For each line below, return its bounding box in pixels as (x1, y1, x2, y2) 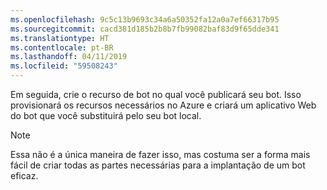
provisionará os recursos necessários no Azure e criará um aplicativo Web (10, 99, 317, 111)
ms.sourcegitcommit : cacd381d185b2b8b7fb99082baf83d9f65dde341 (10, 24, 280, 34)
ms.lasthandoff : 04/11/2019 (10, 52, 128, 62)
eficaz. (10, 170, 39, 181)
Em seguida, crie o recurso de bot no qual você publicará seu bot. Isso (10, 89, 302, 100)
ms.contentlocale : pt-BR (10, 42, 114, 53)
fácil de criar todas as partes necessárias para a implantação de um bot (10, 159, 306, 171)
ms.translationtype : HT (10, 33, 110, 43)
